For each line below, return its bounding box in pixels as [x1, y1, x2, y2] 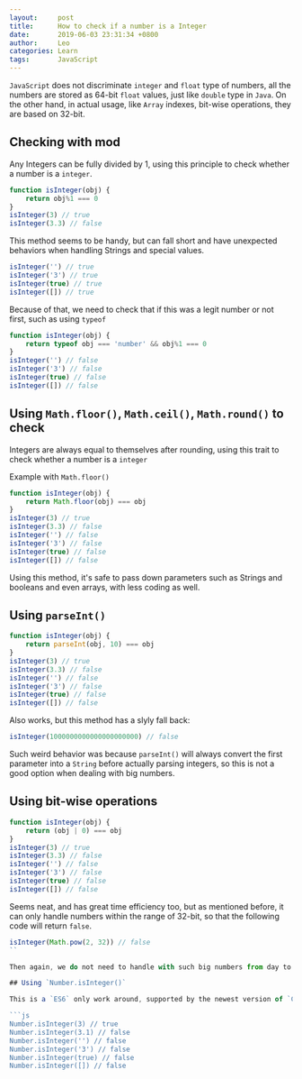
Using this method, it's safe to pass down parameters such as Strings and [9, 572, 283, 582]
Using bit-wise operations [9, 794, 158, 809]
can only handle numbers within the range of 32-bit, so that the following [9, 910, 280, 921]
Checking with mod [9, 134, 121, 150]
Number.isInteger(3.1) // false [9, 1028, 130, 1037]
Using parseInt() [9, 608, 106, 623]
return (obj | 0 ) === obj [25, 826, 123, 835]
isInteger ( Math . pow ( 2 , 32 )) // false [9, 937, 151, 946]
